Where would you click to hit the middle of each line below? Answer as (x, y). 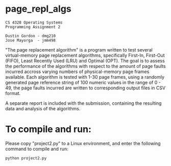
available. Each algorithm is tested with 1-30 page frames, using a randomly (85, 77)
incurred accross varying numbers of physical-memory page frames (77, 72)
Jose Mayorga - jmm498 (31, 40)
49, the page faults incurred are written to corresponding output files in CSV (86, 88)
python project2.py (26, 158)
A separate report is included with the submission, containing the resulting (83, 103)
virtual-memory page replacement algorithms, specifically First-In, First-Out (85, 55)
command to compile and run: (37, 149)
